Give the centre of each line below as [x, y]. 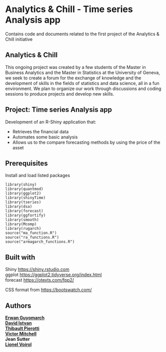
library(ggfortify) [25, 215]
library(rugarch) [23, 229]
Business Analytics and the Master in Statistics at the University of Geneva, [82, 72]
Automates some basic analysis [45, 137]
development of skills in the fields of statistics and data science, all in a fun [82, 83]
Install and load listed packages [38, 175]
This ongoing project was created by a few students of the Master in [75, 67]
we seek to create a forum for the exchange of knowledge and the [73, 78]
